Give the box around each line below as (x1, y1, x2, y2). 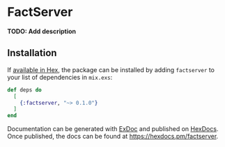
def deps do (7, 86, 42, 94)
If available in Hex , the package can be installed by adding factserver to (7, 65, 215, 73)
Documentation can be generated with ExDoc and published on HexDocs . (7, 125, 219, 133)
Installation (7, 47, 57, 59)
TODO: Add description (7, 27, 77, 35)
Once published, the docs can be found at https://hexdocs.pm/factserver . (7, 132, 219, 141)
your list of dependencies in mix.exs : (7, 73, 113, 81)
